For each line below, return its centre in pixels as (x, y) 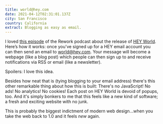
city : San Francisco (26, 18)
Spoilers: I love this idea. (30, 71)
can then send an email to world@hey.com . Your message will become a (78, 52)
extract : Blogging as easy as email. (43, 28)
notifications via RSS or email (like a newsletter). (54, 62)
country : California (26, 23)
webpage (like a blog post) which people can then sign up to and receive (78, 57)
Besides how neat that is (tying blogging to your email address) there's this (80, 81)
